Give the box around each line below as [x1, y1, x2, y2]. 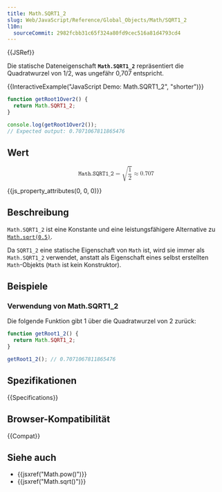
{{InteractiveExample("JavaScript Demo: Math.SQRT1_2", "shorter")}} [7, 82, 204, 91]
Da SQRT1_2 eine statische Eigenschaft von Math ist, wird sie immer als [7, 246, 205, 254]
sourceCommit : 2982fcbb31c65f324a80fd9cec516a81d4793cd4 [13, 29, 181, 37]
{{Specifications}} [7, 393, 59, 401]
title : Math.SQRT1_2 [7, 10, 67, 17]
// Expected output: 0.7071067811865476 [7, 127, 126, 135]
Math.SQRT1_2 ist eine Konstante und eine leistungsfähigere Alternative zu [7, 225, 216, 233]
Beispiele [7, 281, 48, 293]
